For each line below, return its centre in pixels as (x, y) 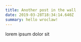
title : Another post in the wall (41, 10)
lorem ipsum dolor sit (28, 34)
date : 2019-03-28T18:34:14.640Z (39, 15)
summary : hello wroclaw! (32, 19)
